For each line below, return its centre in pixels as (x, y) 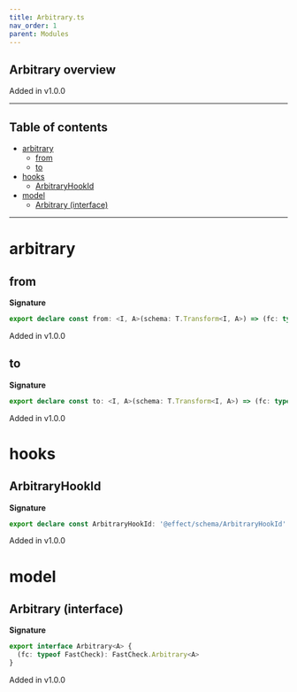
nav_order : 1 (33, 26)
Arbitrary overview (63, 69)
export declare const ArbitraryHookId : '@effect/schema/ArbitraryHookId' (148, 524)
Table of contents (58, 127)
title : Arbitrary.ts (47, 17)
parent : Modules (39, 34)
